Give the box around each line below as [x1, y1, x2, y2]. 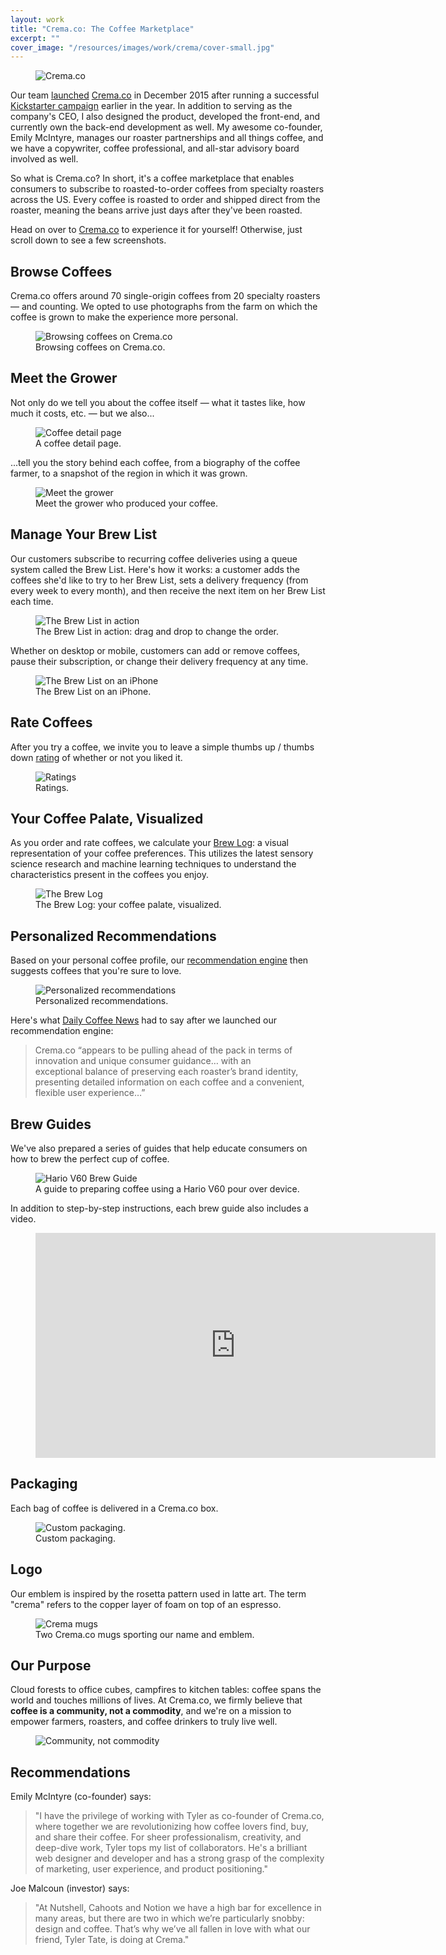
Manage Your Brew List [10, 526, 158, 543]
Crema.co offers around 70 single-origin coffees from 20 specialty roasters [10, 290, 321, 302]
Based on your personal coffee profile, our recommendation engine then [10, 954, 309, 966]
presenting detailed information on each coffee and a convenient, [34, 1076, 305, 1088]
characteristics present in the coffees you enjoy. [10, 869, 209, 881]
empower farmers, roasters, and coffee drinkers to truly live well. [10, 1716, 278, 1728]
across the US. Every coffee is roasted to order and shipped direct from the [10, 194, 321, 206]
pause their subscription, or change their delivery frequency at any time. [10, 655, 309, 667]
